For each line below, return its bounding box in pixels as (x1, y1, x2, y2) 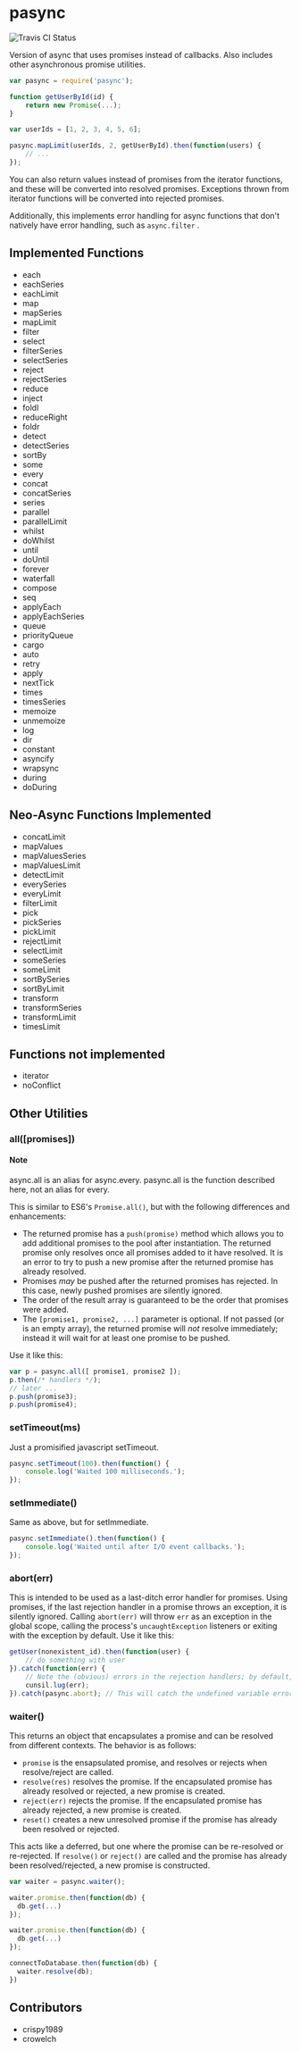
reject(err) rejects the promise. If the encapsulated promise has (21, 1795, 262, 1805)
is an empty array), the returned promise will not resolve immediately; (21, 1322, 279, 1333)
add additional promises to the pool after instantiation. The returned (21, 1238, 271, 1248)
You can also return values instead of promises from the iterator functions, (9, 173, 283, 185)
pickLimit (21, 926, 56, 937)
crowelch (21, 2033, 57, 2044)
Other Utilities (9, 1105, 88, 1121)
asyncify (21, 753, 54, 763)
